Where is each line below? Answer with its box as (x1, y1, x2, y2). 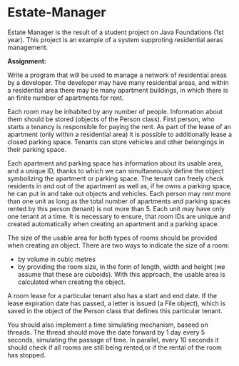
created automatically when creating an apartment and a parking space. (7, 219, 220, 228)
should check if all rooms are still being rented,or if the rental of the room (7, 343, 223, 352)
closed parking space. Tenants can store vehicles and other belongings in (7, 137, 225, 146)
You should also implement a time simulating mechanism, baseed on (7, 320, 209, 329)
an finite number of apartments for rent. (7, 93, 124, 102)
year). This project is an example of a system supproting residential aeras (7, 35, 223, 44)
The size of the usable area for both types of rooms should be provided (7, 233, 218, 242)
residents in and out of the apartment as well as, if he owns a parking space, (7, 181, 232, 190)
